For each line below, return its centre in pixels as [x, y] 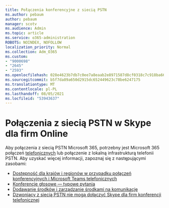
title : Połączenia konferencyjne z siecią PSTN [56, 10]
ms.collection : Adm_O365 [31, 52]
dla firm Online [37, 134]
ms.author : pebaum [24, 15]
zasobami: [16, 164]
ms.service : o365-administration [40, 38]
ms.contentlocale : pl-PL [31, 89]
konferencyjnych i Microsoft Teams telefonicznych [65, 179]
